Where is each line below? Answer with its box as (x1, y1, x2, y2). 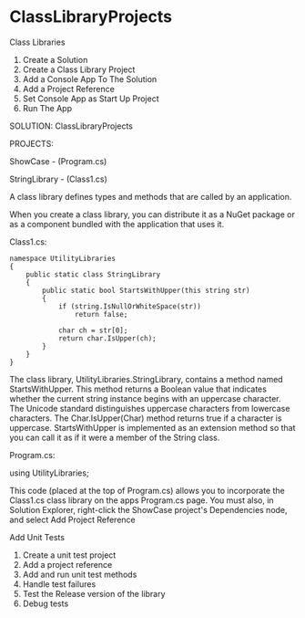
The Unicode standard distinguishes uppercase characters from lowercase (9, 403, 290, 414)
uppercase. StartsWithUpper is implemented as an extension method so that (9, 422, 296, 433)
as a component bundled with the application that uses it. (9, 218, 225, 229)
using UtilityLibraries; (9, 467, 89, 478)
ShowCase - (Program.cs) (9, 155, 107, 166)
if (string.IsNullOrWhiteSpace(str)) (57, 301, 202, 311)
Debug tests (22, 598, 69, 609)
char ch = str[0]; (57, 326, 128, 335)
